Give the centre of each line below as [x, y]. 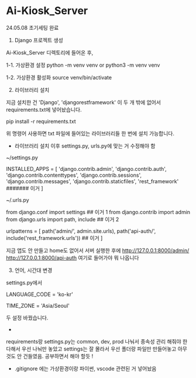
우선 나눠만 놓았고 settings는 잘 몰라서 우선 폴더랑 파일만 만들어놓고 [99, 349]
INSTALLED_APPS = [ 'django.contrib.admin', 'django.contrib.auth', [86, 169]
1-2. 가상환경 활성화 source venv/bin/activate [59, 77]
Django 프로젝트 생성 [39, 40]
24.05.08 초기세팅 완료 [32, 28]
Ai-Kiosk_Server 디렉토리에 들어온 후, [50, 52]
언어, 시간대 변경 [33, 270]
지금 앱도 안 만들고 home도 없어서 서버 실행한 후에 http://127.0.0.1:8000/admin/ [98, 250]
